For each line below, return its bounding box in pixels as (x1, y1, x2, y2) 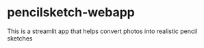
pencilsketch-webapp (7, 5, 135, 20)
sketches (7, 34, 33, 42)
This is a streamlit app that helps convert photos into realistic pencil (7, 27, 198, 35)
